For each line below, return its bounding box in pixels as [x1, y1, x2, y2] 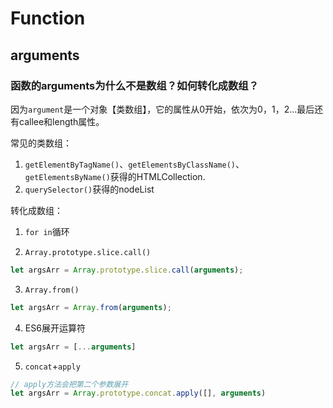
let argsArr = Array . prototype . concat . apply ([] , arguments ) [10, 388, 267, 399]
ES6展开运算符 [24, 322, 86, 334]
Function [10, 7, 86, 30]
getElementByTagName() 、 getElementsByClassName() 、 [24, 158, 245, 170]
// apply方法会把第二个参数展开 [10, 379, 129, 389]
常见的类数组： [10, 137, 72, 149]
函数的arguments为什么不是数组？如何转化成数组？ [10, 78, 260, 92]
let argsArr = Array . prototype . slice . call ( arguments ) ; [10, 265, 244, 275]
